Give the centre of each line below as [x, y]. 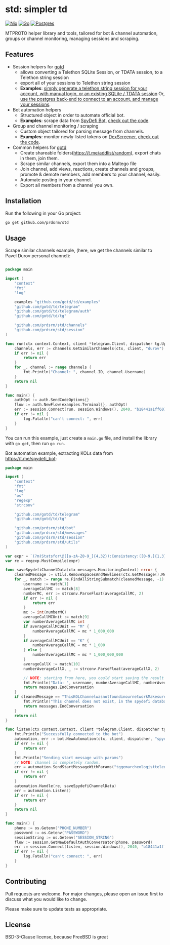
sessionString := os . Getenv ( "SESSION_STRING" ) [64, 837]
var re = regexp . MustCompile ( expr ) [43, 561]
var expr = [17, 556]
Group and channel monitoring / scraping [55, 126]
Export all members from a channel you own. [67, 185]
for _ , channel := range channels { [53, 367]
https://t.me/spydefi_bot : [31, 458]
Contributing [26, 881]
